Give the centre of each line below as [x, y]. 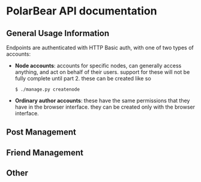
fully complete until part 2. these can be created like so [83, 78]
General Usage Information [58, 33]
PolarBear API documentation [82, 11]
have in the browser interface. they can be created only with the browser [105, 107]
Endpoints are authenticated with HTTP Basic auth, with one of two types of [100, 47]
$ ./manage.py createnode [47, 89]
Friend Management [45, 152]
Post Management [41, 132]
